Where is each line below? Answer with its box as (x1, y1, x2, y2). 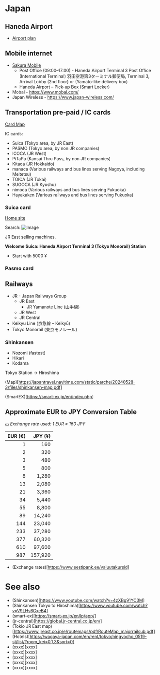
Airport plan (12, 35, 36, 41)
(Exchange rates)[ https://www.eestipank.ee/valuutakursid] (12, 564, 129, 570)
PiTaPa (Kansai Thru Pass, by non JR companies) (12, 155, 111, 161)
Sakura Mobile (12, 62, 41, 68)
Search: (5, 225, 21, 230)
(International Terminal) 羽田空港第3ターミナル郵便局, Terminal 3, (19, 73, 150, 79)
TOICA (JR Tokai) (12, 176, 47, 182)
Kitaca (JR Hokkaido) (12, 161, 55, 167)
